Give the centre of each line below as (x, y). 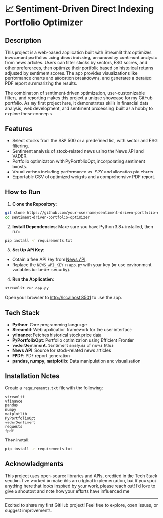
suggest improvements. (29, 510)
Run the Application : (33, 279)
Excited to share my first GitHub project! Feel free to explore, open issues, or (81, 505)
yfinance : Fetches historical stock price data (57, 335)
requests (14, 426)
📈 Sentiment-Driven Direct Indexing (80, 9)
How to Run (23, 192)
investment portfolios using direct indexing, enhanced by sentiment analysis (81, 58)
